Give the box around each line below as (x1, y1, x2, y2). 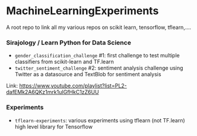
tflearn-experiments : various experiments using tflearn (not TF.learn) (14, 116, 185, 124)
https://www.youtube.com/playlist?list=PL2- (19, 82, 128, 89)
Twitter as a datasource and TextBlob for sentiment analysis (14, 71, 161, 78)
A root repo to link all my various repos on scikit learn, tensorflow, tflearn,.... (6, 24, 192, 31)
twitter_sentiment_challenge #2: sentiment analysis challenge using (14, 64, 183, 72)
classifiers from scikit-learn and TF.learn (14, 58, 115, 66)
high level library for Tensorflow (14, 123, 93, 130)
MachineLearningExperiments (6, 4, 159, 18)
